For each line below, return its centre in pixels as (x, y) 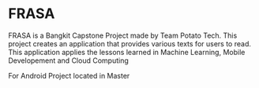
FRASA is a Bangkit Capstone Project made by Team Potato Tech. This (123, 35)
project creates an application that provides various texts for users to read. (129, 43)
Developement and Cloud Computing (68, 60)
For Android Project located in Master (69, 75)
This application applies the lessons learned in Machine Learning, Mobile (127, 52)
